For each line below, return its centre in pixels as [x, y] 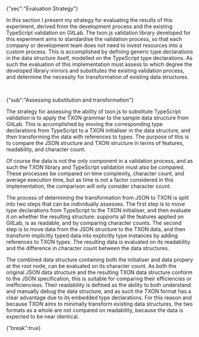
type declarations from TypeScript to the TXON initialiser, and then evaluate [99, 210]
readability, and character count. [46, 149]
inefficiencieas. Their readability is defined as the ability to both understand [99, 285]
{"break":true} [23, 328]
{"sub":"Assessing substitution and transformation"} [70, 100]
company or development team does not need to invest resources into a [94, 45]
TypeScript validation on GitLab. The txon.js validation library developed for [99, 33]
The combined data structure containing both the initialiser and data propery [100, 260]
